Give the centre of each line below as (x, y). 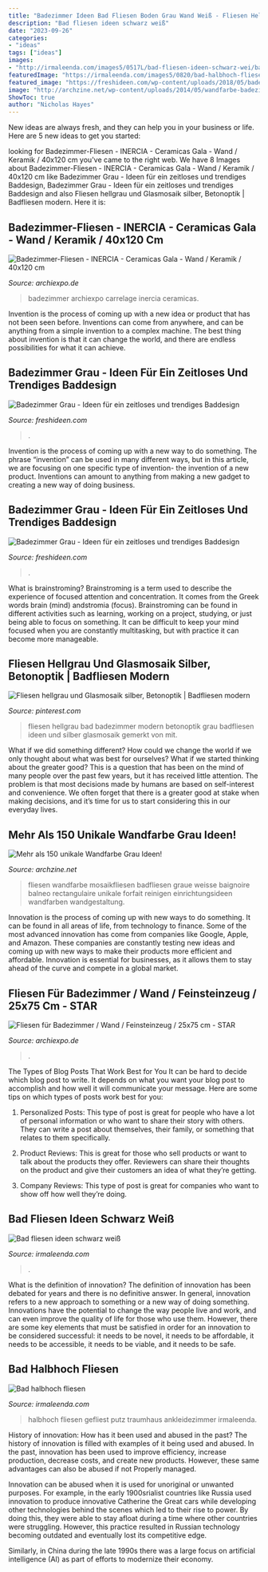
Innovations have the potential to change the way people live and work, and (132, 1310)
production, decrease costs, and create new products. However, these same (134, 1460)
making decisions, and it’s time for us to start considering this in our (120, 801)
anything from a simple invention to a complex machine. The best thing (125, 330)
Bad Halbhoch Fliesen (64, 1369)
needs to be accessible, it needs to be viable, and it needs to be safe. (122, 1344)
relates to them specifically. (65, 1138)
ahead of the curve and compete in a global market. (93, 968)
